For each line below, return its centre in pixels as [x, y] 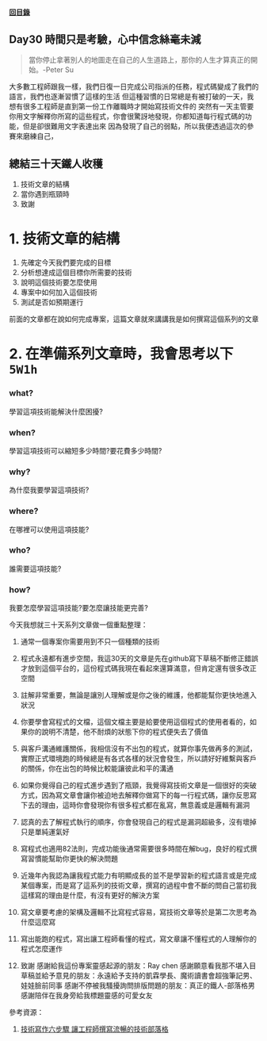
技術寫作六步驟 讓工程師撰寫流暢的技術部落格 [94, 1029]
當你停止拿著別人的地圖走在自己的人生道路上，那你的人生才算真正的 [139, 60]
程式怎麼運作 [41, 949]
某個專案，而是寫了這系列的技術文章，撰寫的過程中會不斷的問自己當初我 [138, 886]
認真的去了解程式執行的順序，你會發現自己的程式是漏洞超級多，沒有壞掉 [138, 822]
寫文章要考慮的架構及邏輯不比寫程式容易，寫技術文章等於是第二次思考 [135, 913]
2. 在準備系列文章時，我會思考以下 [121, 354]
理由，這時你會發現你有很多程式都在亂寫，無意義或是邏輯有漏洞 [146, 806]
